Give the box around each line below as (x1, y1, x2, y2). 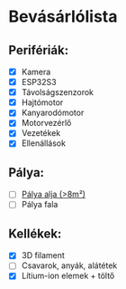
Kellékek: (8, 226, 62, 241)
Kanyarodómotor (21, 107, 85, 119)
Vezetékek (21, 128, 61, 139)
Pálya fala (21, 199, 58, 210)
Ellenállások (21, 138, 67, 149)
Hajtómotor (21, 97, 64, 108)
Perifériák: (8, 43, 69, 58)
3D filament (21, 250, 65, 261)
